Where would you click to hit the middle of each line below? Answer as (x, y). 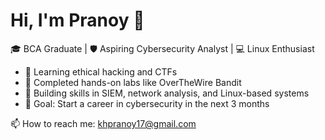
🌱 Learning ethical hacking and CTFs (101, 71)
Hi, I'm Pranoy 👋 (77, 20)
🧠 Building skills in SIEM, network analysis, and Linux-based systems (167, 93)
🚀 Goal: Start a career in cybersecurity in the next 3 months (147, 103)
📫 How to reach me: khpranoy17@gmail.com (103, 123)
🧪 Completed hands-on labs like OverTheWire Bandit (133, 82)
